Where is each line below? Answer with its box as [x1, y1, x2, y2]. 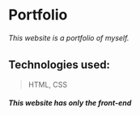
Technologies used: [8, 58, 111, 72]
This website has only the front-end [8, 98, 132, 108]
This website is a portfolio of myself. [8, 32, 129, 42]
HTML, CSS [28, 79, 67, 89]
